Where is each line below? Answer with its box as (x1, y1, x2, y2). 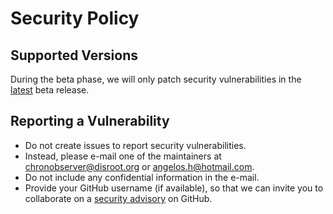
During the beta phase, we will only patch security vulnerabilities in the (10, 73, 302, 85)
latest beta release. (10, 84, 90, 96)
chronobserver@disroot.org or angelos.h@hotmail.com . (24, 160, 255, 172)
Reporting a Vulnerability (10, 113, 170, 130)
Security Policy (10, 7, 140, 30)
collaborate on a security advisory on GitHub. (24, 192, 213, 204)
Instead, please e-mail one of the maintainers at (24, 150, 222, 162)
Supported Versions (10, 47, 138, 64)
